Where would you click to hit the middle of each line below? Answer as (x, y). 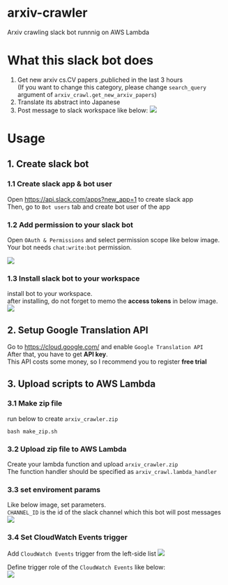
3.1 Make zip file (35, 403)
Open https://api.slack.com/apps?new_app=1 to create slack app (100, 199)
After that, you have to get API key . (58, 355)
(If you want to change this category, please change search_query (112, 87)
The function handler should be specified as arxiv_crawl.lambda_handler (112, 472)
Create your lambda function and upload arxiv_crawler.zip (93, 464)
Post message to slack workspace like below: (83, 110)
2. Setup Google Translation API (78, 330)
